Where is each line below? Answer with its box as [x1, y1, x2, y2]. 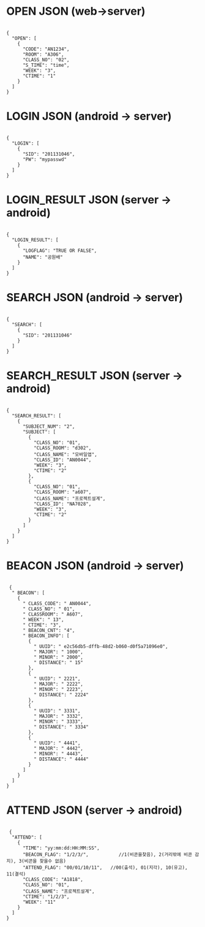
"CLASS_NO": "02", [22, 56, 70, 63]
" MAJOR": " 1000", [33, 649, 84, 655]
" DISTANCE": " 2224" [33, 692, 89, 698]
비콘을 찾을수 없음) [24, 858, 66, 864]
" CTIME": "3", [22, 622, 62, 628]
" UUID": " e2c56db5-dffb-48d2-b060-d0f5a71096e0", [33, 643, 168, 649]
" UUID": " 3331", [33, 708, 81, 714]
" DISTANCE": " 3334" [33, 723, 89, 730]
